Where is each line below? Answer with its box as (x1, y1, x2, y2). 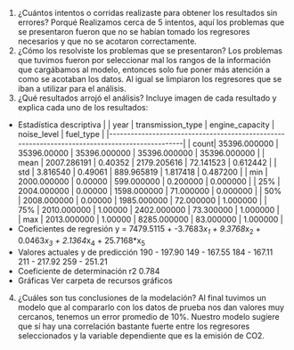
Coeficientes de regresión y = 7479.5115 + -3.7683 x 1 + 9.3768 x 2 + (17, 224, 261, 236)
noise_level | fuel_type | (17, 129, 105, 139)
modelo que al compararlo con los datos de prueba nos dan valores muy (17, 302, 285, 313)
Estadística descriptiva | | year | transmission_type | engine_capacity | (17, 119, 274, 130)
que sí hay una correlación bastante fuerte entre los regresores (17, 321, 250, 331)
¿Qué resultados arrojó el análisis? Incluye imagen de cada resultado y (17, 93, 277, 103)
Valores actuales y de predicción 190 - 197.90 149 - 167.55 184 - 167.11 (17, 247, 274, 257)
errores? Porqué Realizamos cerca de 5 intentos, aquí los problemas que (17, 17, 285, 28)
